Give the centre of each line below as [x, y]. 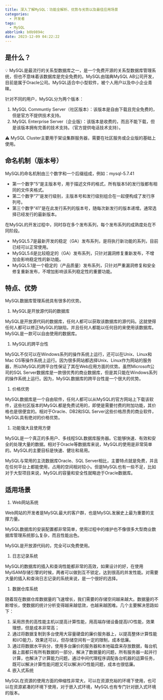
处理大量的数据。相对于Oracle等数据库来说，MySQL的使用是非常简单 [83, 444]
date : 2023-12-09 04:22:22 [32, 37]
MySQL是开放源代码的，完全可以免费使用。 [49, 546]
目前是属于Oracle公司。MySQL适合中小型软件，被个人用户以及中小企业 [77, 82]
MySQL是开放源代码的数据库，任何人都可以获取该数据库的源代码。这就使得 [81, 321]
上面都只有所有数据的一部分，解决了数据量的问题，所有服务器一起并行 [87, 652]
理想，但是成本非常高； [36, 628]
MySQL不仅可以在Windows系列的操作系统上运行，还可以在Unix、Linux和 [79, 354]
